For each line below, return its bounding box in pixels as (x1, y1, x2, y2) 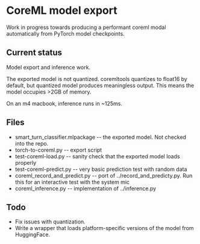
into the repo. (14, 140, 49, 147)
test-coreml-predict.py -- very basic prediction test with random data (14, 165, 187, 173)
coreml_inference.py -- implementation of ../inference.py (14, 185, 157, 192)
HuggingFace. (14, 231, 50, 239)
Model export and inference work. (6, 63, 91, 71)
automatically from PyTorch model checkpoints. (6, 30, 125, 37)
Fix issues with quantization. (14, 218, 86, 225)
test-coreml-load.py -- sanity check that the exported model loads (14, 152, 180, 160)
